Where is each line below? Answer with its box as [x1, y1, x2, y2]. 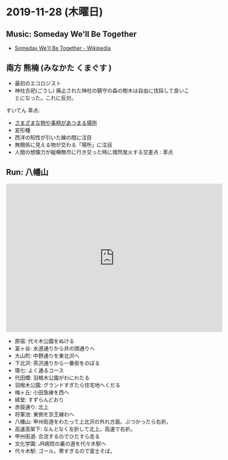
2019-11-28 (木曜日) [6, 5, 104, 19]
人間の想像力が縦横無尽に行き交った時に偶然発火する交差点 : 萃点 [14, 148, 173, 155]
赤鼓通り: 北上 [14, 403, 49, 410]
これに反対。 [45, 94, 77, 101]
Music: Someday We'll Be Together [6, 29, 137, 39]
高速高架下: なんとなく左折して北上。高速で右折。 [14, 425, 136, 432]
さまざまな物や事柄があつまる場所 [14, 119, 97, 126]
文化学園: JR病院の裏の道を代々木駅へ [14, 440, 107, 447]
